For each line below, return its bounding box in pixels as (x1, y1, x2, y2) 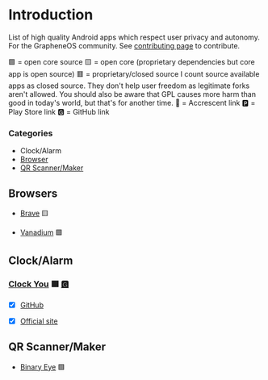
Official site (19, 316, 58, 326)
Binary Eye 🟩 (19, 361, 65, 372)
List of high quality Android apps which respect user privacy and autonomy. (8, 32, 260, 42)
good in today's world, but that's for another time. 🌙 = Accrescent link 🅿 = (8, 98, 256, 107)
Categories (8, 127, 53, 139)
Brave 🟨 (19, 208, 49, 219)
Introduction (8, 6, 94, 24)
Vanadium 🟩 (19, 228, 63, 237)
